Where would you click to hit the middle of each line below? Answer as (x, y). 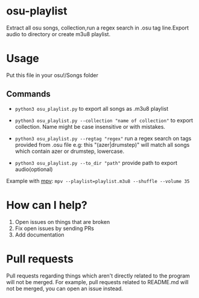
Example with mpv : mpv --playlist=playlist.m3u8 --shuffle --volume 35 (98, 181)
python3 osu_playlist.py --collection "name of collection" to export (104, 120)
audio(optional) (34, 169)
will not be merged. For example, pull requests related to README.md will (97, 282)
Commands (29, 94)
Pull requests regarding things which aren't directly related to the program (98, 276)
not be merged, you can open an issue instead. (65, 288)
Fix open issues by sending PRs (55, 228)
